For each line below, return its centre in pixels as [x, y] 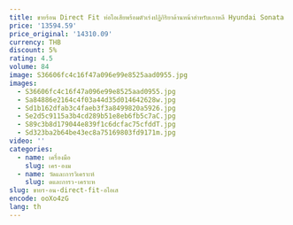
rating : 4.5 [31, 58]
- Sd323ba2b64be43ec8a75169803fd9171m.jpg [96, 133]
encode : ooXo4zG [39, 199]
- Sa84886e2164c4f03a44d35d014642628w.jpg [96, 100]
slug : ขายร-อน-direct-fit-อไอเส [64, 190]
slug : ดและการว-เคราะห [60, 182]
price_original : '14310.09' [61, 34]
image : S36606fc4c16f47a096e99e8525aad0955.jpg [99, 75]
